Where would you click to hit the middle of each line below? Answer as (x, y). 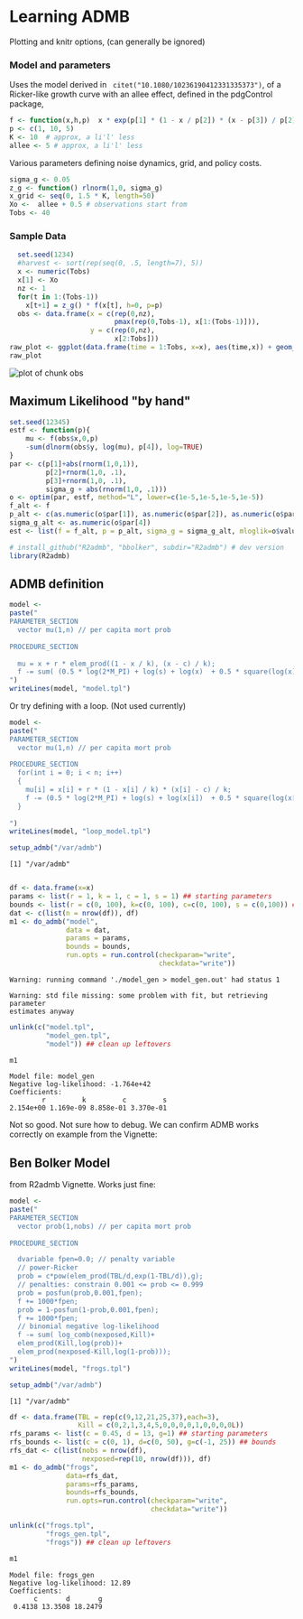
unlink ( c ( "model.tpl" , (52, 1027)
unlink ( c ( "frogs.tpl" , (52, 1526)
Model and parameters (60, 65)
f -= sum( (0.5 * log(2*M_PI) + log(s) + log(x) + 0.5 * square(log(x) (157, 672)
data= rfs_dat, (92, 1475)
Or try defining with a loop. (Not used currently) (98, 706)
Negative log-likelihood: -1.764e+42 (80, 1084)
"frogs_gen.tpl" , (78, 1534)
